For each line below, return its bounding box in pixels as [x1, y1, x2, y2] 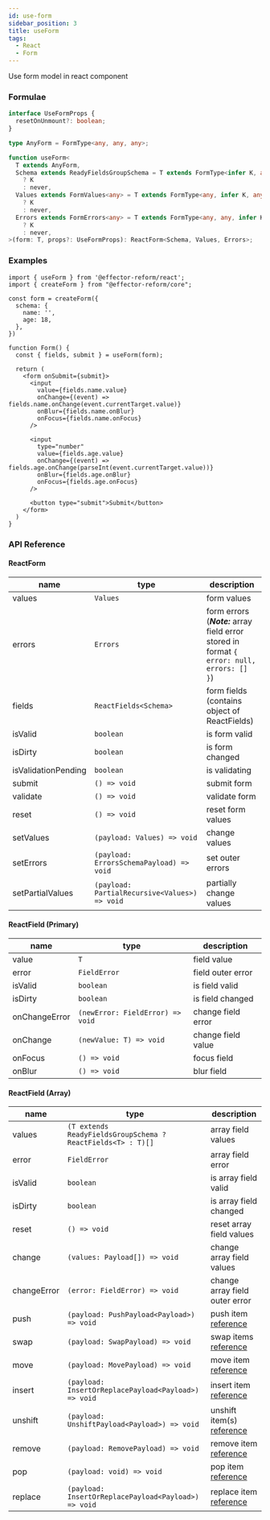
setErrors [12, 857, 47, 868]
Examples [8, 255, 48, 266]
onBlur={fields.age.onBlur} [37, 470, 131, 479]
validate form [206, 791, 256, 802]
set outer [206, 852, 240, 863]
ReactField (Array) [8, 1088, 71, 1097]
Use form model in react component [8, 72, 129, 81]
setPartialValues [12, 887, 74, 898]
